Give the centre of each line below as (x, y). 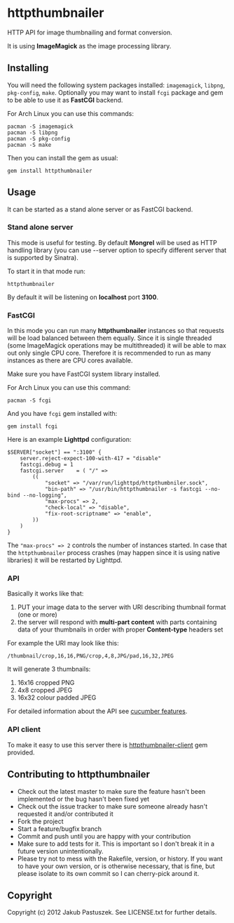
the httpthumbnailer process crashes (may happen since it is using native (114, 553)
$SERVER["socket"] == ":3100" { (54, 452)
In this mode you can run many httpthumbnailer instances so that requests (116, 331)
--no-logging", (45, 496)
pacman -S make (29, 145)
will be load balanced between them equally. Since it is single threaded (110, 338)
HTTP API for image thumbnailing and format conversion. (90, 32)
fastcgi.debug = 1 (47, 465)
